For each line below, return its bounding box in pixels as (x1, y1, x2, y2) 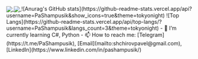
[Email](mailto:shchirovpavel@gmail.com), (77, 40, 182, 47)
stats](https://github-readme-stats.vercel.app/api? (67, 5, 193, 12)
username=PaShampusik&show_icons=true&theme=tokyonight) (6, 12, 166, 19)
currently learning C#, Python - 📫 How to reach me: (6, 32, 137, 39)
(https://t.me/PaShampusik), (6, 40, 76, 47)
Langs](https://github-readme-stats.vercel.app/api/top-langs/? (6, 18, 162, 26)
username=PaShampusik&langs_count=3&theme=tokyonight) (6, 24, 159, 32)
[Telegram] (137, 32, 164, 39)
